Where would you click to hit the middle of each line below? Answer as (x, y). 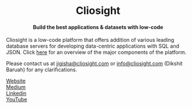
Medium (16, 87)
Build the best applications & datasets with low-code (98, 27)
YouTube (17, 99)
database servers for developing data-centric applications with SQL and (93, 46)
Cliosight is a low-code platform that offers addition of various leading (90, 40)
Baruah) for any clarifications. (42, 70)
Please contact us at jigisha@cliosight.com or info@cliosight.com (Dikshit (94, 64)
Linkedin (16, 93)
